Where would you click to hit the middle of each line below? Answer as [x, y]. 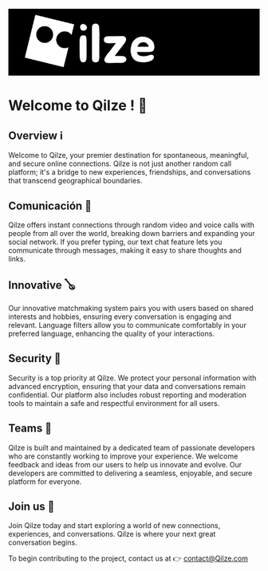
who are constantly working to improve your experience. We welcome [123, 456]
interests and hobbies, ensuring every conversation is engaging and [120, 317]
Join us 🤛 [32, 507]
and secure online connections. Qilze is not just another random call [120, 163]
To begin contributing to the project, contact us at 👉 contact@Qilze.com [128, 558]
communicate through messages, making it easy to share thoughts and [125, 250]
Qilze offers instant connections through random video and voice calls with [132, 225]
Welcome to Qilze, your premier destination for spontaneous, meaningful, [129, 156]
